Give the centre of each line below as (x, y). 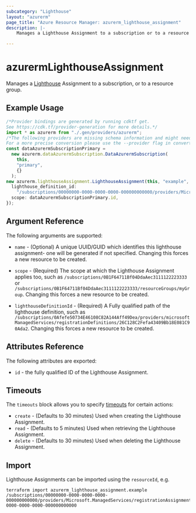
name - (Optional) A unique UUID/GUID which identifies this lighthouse (98, 247)
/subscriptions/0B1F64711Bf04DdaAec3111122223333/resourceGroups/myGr (102, 288)
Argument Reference (45, 221)
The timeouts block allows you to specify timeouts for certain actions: (90, 405)
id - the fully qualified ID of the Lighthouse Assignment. (81, 372)
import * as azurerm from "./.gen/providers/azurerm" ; (74, 132)
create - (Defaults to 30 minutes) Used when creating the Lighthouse (98, 416)
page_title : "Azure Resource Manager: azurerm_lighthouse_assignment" (94, 22)
